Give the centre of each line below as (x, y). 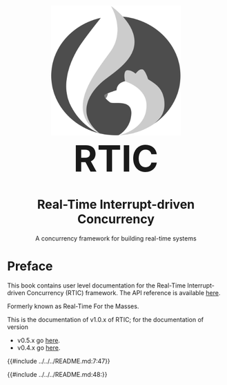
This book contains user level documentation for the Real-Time (97, 285)
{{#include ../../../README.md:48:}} (57, 374)
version (18, 327)
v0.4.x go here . (39, 348)
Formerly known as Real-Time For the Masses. (73, 306)
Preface (30, 266)
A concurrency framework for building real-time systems (116, 238)
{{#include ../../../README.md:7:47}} (59, 361)
